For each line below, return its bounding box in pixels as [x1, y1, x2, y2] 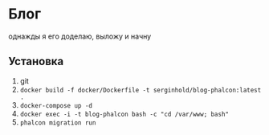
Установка [8, 55, 64, 68]
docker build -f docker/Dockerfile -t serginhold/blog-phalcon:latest [19, 86, 262, 94]
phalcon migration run [19, 118, 96, 127]
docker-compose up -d [19, 101, 92, 109]
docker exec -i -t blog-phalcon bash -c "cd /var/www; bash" [19, 110, 230, 118]
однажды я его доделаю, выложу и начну [8, 31, 152, 41]
